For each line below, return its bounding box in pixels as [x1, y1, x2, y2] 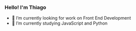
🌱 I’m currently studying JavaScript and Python [11, 20, 108, 26]
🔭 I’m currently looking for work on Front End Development [11, 15, 131, 21]
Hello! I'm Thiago [4, 4, 46, 11]
